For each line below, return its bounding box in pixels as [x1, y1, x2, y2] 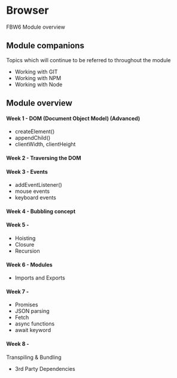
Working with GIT [14, 68, 58, 75]
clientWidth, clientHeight [14, 141, 76, 148]
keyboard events [14, 194, 57, 201]
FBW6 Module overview [6, 23, 66, 30]
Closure [14, 241, 35, 248]
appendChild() [14, 134, 51, 142]
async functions [14, 320, 55, 327]
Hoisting [14, 234, 36, 242]
